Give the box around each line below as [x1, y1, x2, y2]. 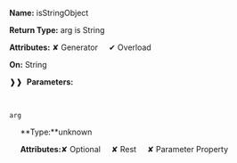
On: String [9, 60, 47, 69]
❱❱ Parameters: [9, 77, 74, 87]
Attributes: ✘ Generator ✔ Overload [9, 42, 151, 53]
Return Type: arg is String [9, 25, 105, 35]
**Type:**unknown [20, 126, 93, 137]
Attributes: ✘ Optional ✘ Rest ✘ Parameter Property [20, 144, 229, 154]
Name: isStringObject [9, 8, 89, 18]
